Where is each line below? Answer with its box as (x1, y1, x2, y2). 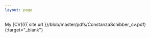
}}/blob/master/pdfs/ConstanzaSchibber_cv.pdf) (44, 21, 146, 27)
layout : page (5, 7, 33, 13)
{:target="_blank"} (5, 26, 43, 33)
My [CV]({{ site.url (5, 21, 44, 27)
